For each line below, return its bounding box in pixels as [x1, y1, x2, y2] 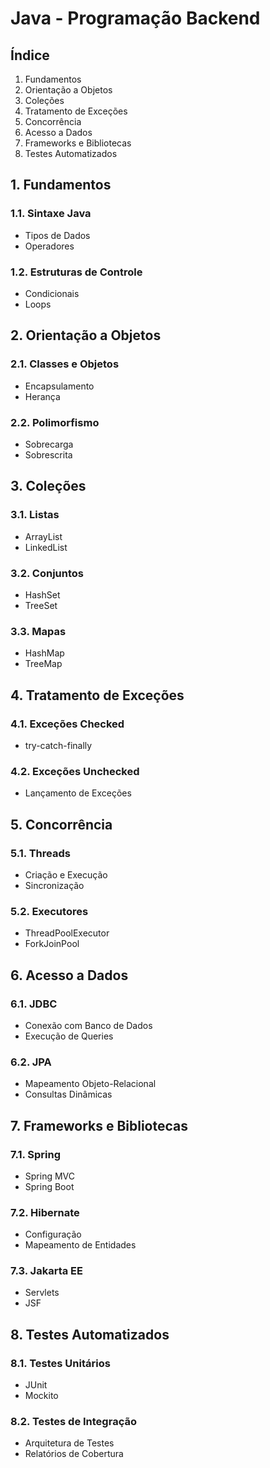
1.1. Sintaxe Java [10, 207, 92, 221]
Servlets [24, 1287, 60, 1299]
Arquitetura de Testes [24, 1437, 115, 1449]
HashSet [24, 588, 61, 601]
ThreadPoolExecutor [24, 927, 110, 939]
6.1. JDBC [10, 997, 58, 1011]
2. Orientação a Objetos [10, 327, 162, 344]
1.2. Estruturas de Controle [10, 265, 143, 279]
